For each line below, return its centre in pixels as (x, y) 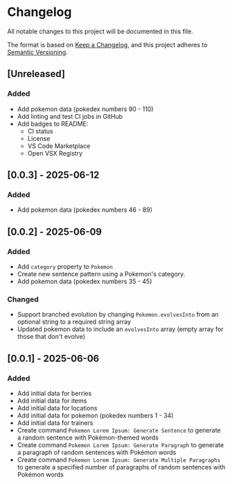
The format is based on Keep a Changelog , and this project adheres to (107, 44)
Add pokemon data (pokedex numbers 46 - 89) (85, 210)
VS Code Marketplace (59, 146)
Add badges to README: (53, 124)
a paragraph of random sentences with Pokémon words (97, 452)
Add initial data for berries (54, 393)
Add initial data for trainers (55, 423)
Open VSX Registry (55, 153)
